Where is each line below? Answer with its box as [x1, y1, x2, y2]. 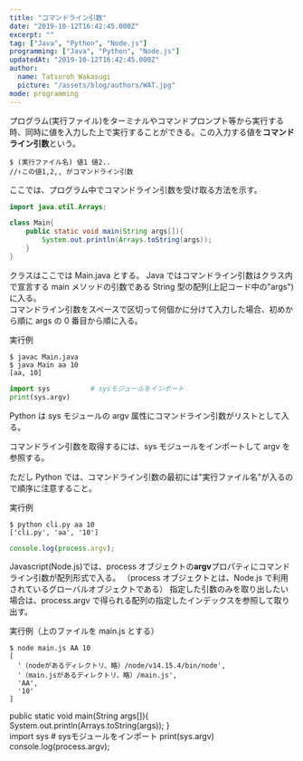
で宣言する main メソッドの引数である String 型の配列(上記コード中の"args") [9, 281, 294, 292]
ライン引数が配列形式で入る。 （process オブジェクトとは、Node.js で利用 [9, 573, 289, 583]
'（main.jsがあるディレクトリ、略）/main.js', [17, 671, 178, 680]
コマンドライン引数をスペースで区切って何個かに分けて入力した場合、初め [9, 303, 286, 314]
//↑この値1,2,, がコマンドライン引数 [9, 167, 134, 177]
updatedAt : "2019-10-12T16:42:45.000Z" [9, 55, 160, 64]
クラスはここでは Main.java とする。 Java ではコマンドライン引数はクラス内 [9, 269, 293, 281]
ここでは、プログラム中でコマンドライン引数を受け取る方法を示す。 [9, 184, 262, 195]
